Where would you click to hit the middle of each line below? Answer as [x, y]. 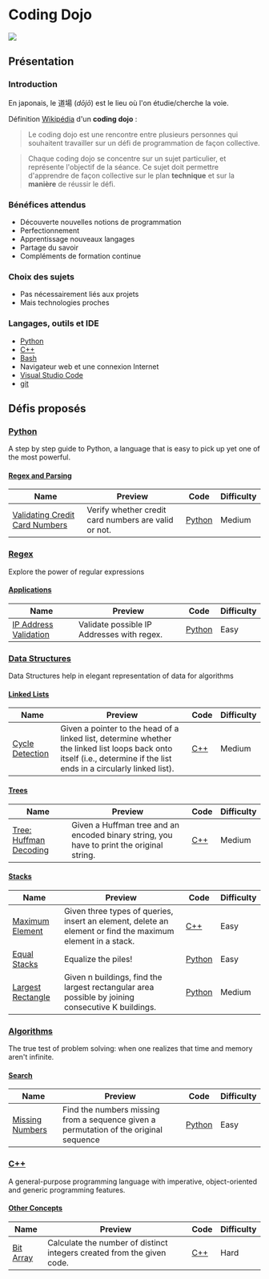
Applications [30, 590]
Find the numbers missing [111, 1110]
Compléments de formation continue [80, 256]
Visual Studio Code [52, 375]
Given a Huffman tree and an [126, 824]
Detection [31, 754]
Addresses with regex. [120, 634]
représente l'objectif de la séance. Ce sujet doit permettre [123, 166]
